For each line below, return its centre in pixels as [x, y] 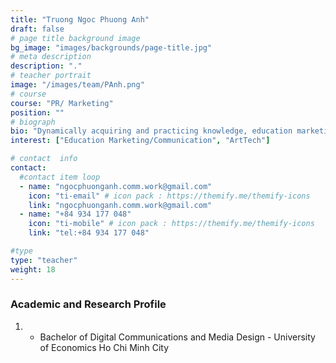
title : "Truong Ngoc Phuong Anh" [80, 19]
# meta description [51, 57]
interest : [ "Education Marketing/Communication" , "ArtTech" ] [140, 141]
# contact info [44, 159]
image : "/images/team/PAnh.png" [77, 85]
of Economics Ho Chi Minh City [104, 347]
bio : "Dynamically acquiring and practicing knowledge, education [151, 131]
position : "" [37, 112]
